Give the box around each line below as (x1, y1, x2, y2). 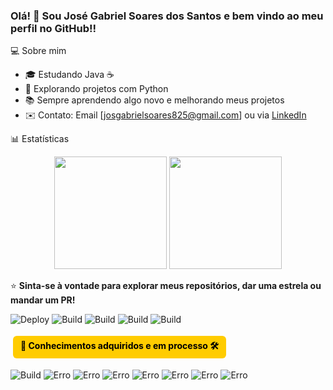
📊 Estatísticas (10, 133, 70, 145)
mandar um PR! (10, 294, 76, 306)
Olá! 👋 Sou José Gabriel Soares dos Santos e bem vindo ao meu (10, 9, 324, 23)
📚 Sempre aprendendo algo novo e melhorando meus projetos (24, 94, 285, 106)
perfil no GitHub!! (10, 21, 97, 35)
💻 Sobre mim (10, 45, 67, 57)
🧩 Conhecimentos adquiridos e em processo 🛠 (20, 340, 219, 352)
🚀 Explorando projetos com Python (24, 83, 169, 95)
